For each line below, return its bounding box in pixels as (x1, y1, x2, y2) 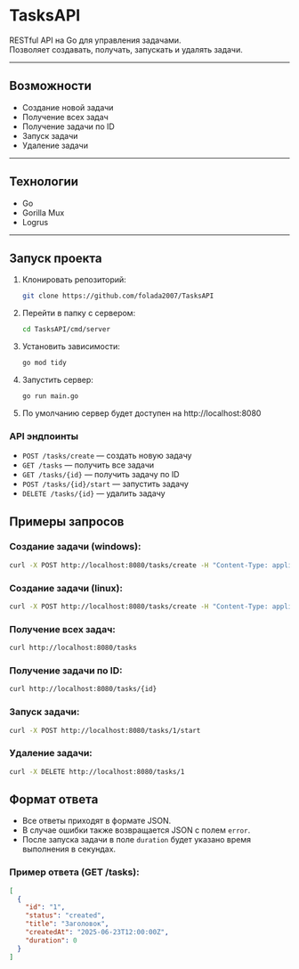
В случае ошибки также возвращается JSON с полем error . (21, 825, 251, 835)
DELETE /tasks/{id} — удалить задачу (21, 488, 166, 499)
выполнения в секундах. (21, 843, 117, 855)
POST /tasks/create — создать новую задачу (21, 451, 192, 461)
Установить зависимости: (21, 341, 120, 352)
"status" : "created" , (25, 911, 105, 920)
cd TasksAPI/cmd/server (21, 325, 111, 334)
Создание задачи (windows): (9, 541, 141, 553)
